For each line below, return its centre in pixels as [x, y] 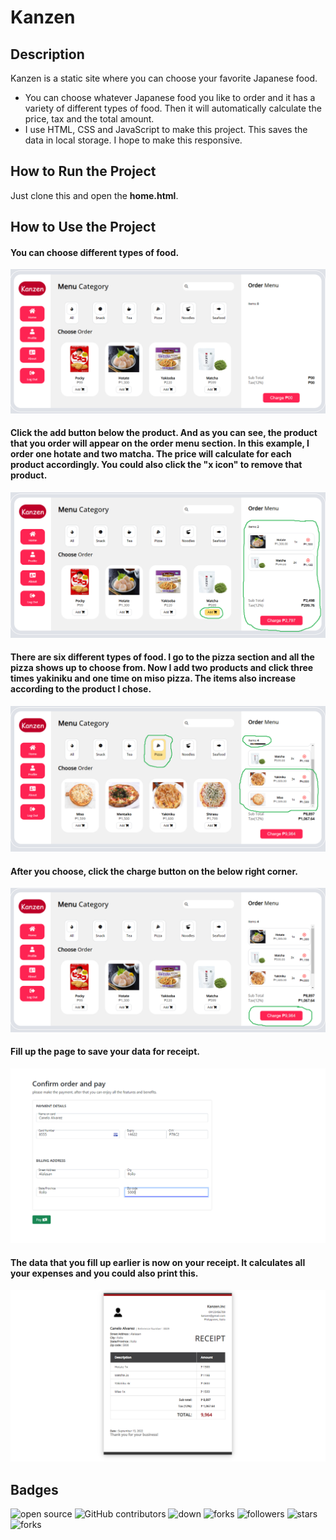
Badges [34, 1489]
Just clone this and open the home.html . [94, 195]
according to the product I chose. [81, 689]
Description [47, 54]
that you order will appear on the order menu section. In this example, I [160, 443]
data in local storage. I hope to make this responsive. [133, 140]
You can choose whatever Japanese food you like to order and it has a [170, 97]
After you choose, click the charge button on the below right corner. [154, 871]
